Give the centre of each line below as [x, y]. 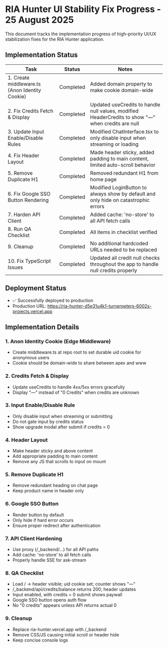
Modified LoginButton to [118, 187]
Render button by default [38, 515]
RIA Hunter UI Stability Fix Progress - [83, 9]
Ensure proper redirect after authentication [56, 525]
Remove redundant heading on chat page [55, 485]
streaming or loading [114, 144]
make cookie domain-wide [121, 90]
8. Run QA [19, 229]
